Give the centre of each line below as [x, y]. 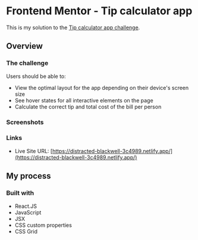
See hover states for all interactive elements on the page [84, 100]
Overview [25, 46]
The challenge [27, 63]
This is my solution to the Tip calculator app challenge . [73, 27]
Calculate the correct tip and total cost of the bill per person [88, 107]
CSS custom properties [43, 225]
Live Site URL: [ [34, 151]
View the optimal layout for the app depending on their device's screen [102, 88]
